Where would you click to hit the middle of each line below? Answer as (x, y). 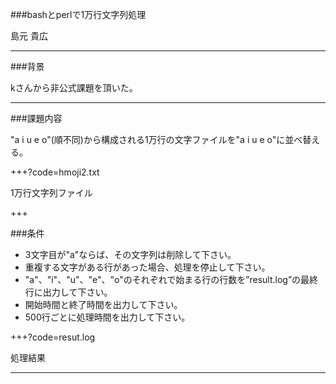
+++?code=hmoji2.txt (55, 172)
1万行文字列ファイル (51, 192)
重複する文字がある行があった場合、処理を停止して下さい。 (147, 267)
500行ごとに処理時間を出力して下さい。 (107, 317)
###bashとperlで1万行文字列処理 (78, 14)
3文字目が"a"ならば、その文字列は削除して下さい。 (130, 254)
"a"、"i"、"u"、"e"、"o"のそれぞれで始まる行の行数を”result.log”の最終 (171, 279)
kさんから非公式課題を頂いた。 (74, 87)
